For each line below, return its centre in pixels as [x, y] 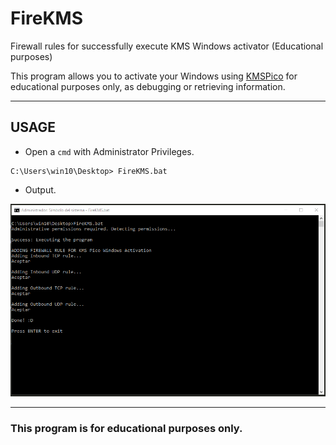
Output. [40, 189]
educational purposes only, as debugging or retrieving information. [148, 86]
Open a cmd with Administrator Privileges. [109, 151]
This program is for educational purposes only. [126, 429]
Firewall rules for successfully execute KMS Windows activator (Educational [167, 46]
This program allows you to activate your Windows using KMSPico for [154, 76]
